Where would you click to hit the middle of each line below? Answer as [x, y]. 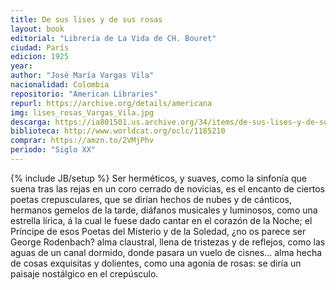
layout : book [37, 29]
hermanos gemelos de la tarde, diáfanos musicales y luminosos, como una [164, 210]
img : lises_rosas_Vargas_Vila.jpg [82, 112]
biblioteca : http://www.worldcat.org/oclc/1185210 [118, 131]
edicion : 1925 [40, 57]
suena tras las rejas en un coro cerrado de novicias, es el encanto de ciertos [167, 188]
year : [21, 66]
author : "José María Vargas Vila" [82, 76]
